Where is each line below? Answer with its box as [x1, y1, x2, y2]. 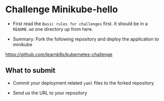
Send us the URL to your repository [12, 90, 87, 96]
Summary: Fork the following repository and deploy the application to [12, 36, 159, 42]
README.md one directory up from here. [12, 26, 93, 32]
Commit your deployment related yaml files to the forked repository [12, 79, 154, 86]
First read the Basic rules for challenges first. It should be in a [12, 21, 148, 27]
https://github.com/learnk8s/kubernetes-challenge [5, 51, 113, 57]
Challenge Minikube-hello [5, 4, 118, 15]
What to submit [5, 66, 55, 75]
